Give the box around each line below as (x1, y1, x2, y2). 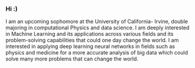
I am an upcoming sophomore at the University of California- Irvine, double (5, 18, 188, 25)
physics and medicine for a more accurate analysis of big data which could (5, 49, 188, 56)
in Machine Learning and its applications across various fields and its (5, 30, 174, 38)
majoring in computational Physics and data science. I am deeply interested (5, 24, 190, 31)
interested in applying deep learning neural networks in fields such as (5, 43, 175, 50)
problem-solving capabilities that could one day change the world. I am (5, 37, 179, 44)
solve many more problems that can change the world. (5, 55, 139, 63)
